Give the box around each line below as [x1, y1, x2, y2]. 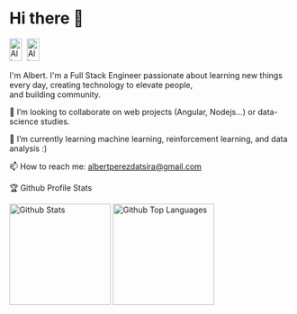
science [9, 116, 39, 127]
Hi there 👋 [9, 8, 84, 29]
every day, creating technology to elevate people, [9, 79, 193, 90]
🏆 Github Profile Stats [9, 182, 93, 193]
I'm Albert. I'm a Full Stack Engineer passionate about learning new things [9, 69, 283, 80]
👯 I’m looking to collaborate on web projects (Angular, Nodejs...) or [9, 106, 256, 117]
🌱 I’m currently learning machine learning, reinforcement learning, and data [9, 133, 288, 144]
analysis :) [9, 143, 48, 154]
